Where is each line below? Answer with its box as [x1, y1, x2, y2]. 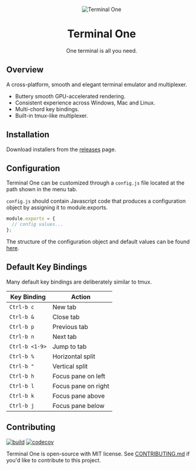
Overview [6, 64, 44, 75]
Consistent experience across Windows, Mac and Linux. [15, 99, 155, 106]
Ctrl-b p [9, 323, 34, 330]
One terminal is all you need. [66, 47, 137, 54]
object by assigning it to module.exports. [6, 204, 108, 211]
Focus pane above [52, 392, 105, 400]
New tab [52, 302, 77, 311]
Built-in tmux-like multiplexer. [15, 112, 88, 119]
